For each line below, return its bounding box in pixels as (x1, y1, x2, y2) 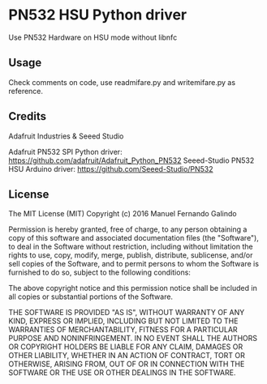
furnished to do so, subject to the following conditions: (8, 267, 191, 277)
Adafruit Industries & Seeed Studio (8, 131, 124, 141)
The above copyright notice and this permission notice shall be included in (8, 284, 257, 293)
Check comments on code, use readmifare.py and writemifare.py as (8, 77, 236, 87)
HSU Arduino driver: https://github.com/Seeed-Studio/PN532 (8, 164, 213, 173)
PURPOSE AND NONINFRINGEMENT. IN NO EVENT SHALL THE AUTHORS (8, 334, 258, 343)
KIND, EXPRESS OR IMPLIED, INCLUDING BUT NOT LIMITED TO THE (8, 316, 239, 326)
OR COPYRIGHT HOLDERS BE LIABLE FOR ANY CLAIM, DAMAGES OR (8, 342, 243, 352)
